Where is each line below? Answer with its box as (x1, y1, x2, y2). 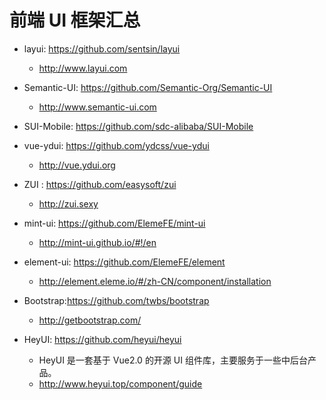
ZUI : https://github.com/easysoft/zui (23, 178, 177, 190)
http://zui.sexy (38, 197, 99, 210)
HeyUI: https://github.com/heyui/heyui (23, 333, 182, 345)
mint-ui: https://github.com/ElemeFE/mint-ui (23, 217, 206, 229)
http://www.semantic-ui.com (38, 101, 157, 113)
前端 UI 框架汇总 (9, 9, 141, 32)
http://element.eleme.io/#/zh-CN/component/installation (38, 275, 272, 287)
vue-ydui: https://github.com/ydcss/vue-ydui (23, 139, 210, 151)
